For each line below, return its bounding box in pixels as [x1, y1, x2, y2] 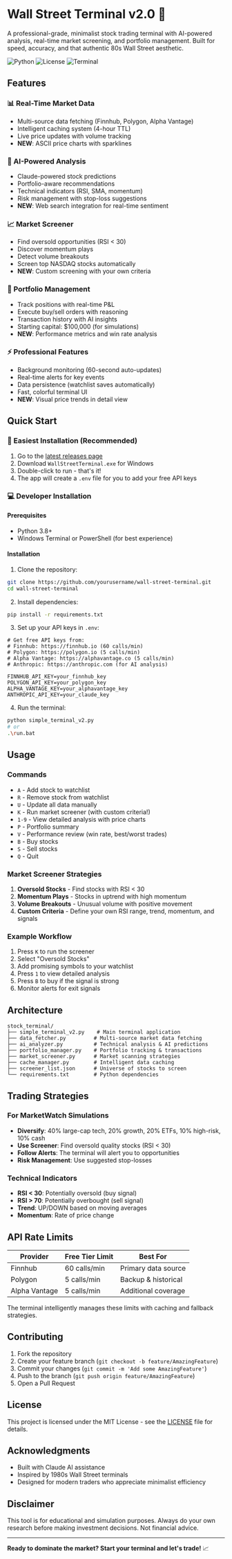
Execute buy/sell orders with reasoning [17, 308, 128, 316]
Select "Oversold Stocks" [17, 955, 90, 963]
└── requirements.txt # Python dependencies [7, 1071, 159, 1078]
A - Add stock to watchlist [17, 786, 90, 794]
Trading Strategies [7, 1090, 89, 1102]
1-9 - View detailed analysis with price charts [17, 815, 146, 823]
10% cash [17, 1134, 46, 1142]
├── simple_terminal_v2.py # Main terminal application [7, 1029, 181, 1036]
